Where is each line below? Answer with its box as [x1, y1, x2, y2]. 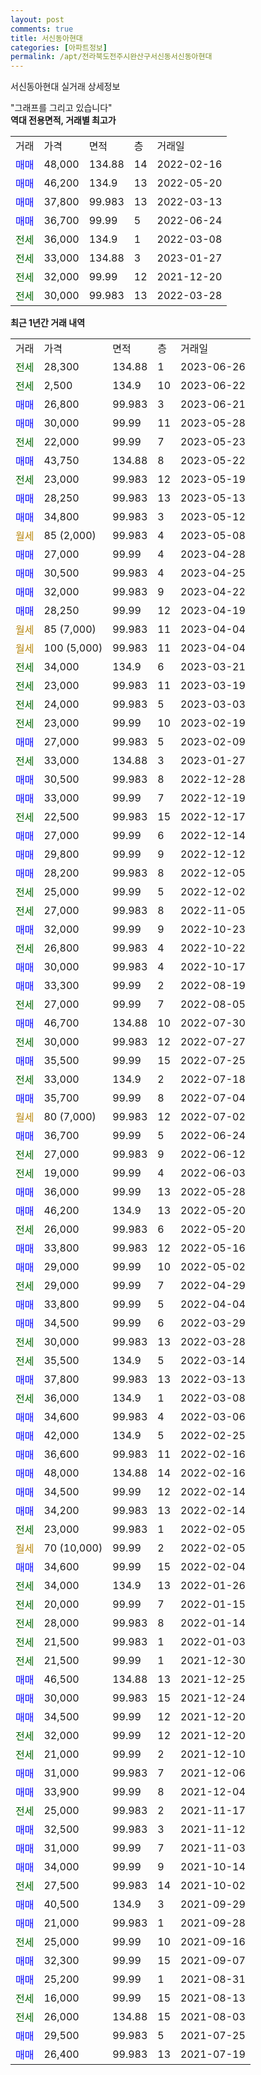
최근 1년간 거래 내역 [10, 317, 86, 329]
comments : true [10, 24, 74, 34]
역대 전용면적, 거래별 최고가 [10, 114, 117, 126]
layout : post [10, 14, 65, 25]
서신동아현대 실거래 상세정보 [10, 81, 121, 93]
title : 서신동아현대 [10, 33, 83, 43]
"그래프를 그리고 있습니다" [10, 102, 113, 114]
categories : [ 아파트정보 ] [10, 42, 108, 53]
